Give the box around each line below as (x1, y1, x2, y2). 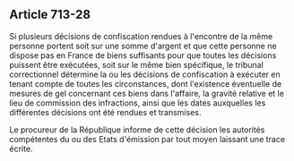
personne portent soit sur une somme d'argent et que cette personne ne (9, 40, 277, 51)
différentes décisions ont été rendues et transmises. (9, 106, 202, 117)
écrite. (9, 143, 33, 154)
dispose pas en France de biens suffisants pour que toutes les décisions (9, 49, 277, 61)
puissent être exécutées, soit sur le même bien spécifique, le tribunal (9, 59, 264, 70)
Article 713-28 (9, 7, 91, 22)
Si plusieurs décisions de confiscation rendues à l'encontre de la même (9, 30, 273, 41)
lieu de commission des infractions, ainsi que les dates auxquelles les (9, 97, 266, 108)
